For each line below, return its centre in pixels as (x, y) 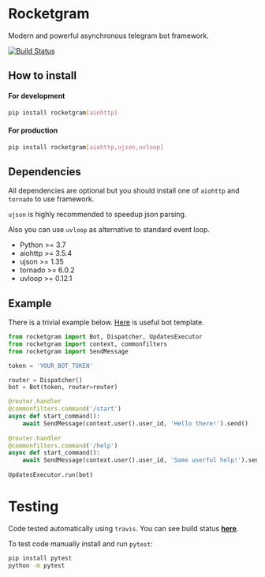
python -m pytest (37, 565)
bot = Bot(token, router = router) (63, 388)
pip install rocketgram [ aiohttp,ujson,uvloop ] (86, 147)
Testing (34, 507)
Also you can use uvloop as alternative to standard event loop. (109, 230)
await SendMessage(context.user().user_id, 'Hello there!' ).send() (135, 423)
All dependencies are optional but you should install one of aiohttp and (124, 191)
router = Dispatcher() (45, 380)
